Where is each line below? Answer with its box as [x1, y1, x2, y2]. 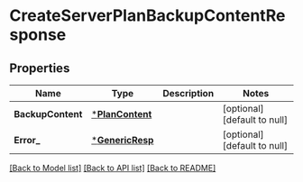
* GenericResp [91, 134, 154, 146]
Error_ [14, 134, 41, 146]
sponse [9, 24, 67, 45]
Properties [9, 60, 70, 76]
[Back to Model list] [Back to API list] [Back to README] [9, 163, 216, 173]
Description [161, 87, 215, 99]
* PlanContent [91, 108, 152, 120]
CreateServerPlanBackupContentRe [9, 5, 286, 26]
